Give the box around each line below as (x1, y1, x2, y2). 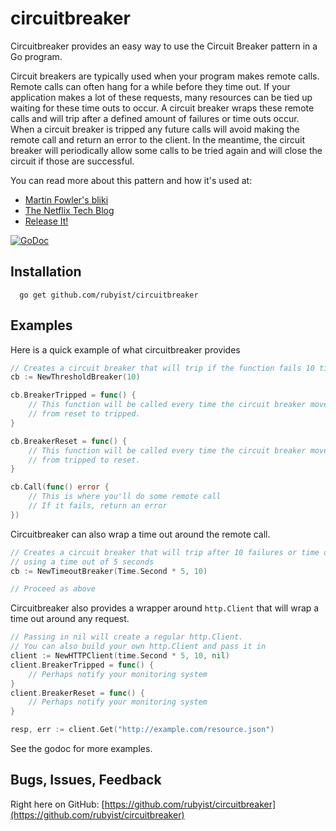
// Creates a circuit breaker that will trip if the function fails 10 (10, 363, 315, 373)
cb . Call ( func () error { (10, 482, 110, 492)
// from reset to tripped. (28, 409, 141, 419)
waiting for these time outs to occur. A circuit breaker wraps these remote (10, 102, 315, 114)
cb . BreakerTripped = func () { (10, 390, 137, 401)
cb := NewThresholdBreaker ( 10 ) (10, 372, 141, 382)
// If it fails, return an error (28, 501, 168, 511)
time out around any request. (10, 613, 130, 625)
